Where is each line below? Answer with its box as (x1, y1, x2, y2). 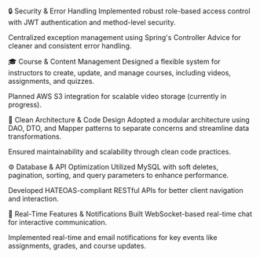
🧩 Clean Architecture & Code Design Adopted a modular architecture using (8, 115, 250, 124)
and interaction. (8, 194, 59, 203)
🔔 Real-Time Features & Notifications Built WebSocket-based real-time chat (8, 209, 253, 218)
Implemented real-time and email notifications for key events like (8, 233, 218, 242)
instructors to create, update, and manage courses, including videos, (8, 68, 232, 77)
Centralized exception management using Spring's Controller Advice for (8, 33, 241, 42)
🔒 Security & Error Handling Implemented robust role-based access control (8, 6, 251, 16)
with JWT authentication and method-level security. (8, 18, 176, 27)
